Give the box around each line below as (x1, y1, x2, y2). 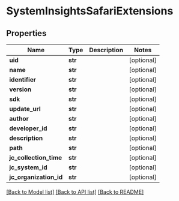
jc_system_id (9, 163, 48, 172)
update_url (9, 105, 41, 113)
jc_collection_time (9, 154, 62, 161)
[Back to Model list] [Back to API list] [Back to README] (6, 188, 144, 196)
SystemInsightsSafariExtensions (6, 4, 174, 18)
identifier (9, 76, 36, 83)
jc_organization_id (9, 173, 63, 181)
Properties (6, 28, 47, 38)
